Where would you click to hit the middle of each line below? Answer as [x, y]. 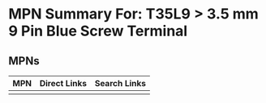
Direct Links [63, 83]
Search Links [120, 83]
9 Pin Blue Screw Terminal [98, 31]
